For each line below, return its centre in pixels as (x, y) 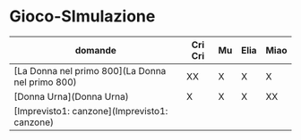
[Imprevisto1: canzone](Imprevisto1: (91, 111)
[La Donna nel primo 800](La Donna (90, 70)
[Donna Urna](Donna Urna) (71, 96)
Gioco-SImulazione (82, 16)
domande (95, 50)
